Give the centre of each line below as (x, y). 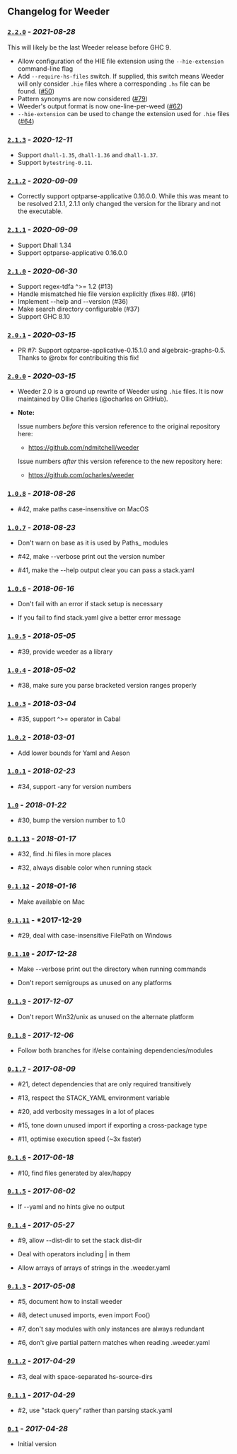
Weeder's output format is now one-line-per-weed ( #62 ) (100, 106)
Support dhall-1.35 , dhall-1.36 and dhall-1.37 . (88, 154)
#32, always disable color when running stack (85, 868)
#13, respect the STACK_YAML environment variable (93, 1098)
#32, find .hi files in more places (64, 854)
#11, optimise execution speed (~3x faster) (79, 1139)
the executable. (40, 211)
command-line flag (45, 68)
